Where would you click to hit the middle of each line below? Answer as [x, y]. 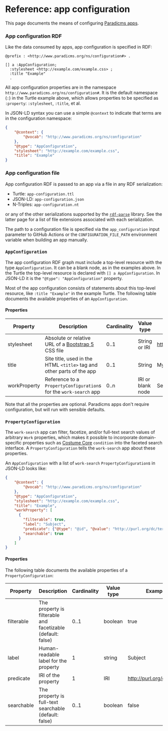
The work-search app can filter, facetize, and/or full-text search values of [80, 432]
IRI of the [49, 675]
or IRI [144, 348]
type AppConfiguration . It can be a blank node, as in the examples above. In [83, 268]
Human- [49, 648]
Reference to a [62, 379]
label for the [53, 661]
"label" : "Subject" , [44, 525]
